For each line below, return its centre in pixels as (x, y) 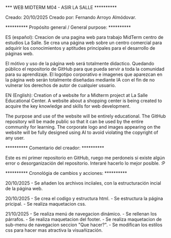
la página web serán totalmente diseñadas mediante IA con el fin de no (80, 80)
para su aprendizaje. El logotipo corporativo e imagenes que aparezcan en (84, 74)
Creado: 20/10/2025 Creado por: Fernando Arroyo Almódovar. (71, 17)
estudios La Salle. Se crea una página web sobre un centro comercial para (84, 43)
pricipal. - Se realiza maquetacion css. (46, 204)
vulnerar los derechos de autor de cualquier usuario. (61, 85)
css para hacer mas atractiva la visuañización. (54, 230)
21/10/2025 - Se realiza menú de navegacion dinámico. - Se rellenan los (81, 214)
